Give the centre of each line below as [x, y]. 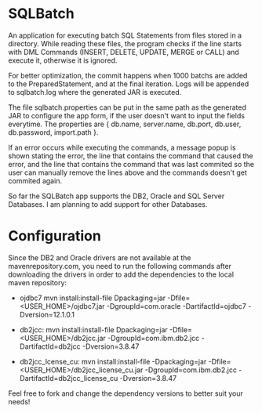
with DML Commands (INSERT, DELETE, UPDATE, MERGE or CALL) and [124, 52]
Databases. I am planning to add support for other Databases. [108, 204]
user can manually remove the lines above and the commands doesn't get [127, 172]
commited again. [35, 180]
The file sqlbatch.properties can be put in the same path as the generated [127, 107]
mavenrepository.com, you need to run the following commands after [120, 266]
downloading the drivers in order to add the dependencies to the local [121, 274]
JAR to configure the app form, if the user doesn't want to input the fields [127, 115]
